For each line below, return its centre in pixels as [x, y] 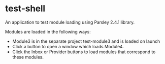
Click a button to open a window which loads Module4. [68, 46]
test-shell [25, 9]
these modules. [28, 57]
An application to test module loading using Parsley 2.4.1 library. [70, 22]
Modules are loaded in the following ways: [48, 32]
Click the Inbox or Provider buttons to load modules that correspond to [84, 52]
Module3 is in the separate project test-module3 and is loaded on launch [86, 41]
